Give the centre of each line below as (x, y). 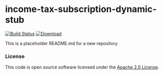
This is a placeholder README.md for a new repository (62, 43)
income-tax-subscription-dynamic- (81, 9)
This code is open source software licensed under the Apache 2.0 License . (82, 67)
